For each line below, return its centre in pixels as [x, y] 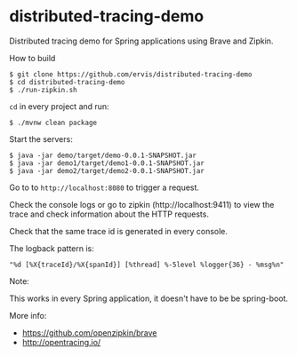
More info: [28, 315]
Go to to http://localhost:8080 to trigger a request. [104, 187]
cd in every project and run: [59, 106]
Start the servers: [41, 138]
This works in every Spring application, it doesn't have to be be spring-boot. [149, 298]
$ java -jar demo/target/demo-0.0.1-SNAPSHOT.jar [103, 155]
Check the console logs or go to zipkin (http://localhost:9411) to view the [142, 204]
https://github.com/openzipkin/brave [89, 332]
